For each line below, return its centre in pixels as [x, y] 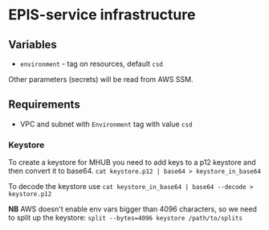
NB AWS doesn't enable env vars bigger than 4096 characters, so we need [132, 209]
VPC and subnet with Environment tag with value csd [106, 124]
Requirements [44, 105]
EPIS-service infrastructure [102, 15]
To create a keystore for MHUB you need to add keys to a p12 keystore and [132, 162]
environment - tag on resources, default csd [91, 64]
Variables [33, 45]
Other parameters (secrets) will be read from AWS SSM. [101, 79]
